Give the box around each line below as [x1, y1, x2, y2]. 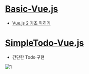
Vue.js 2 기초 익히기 [12, 20, 51, 26]
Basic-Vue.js [5, 3, 58, 15]
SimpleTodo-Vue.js [5, 37, 84, 49]
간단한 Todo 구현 [12, 54, 45, 60]
